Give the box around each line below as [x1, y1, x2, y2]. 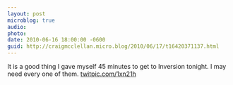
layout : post [7, 10, 46, 18]
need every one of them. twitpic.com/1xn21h [7, 70, 136, 78]
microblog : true [7, 17, 55, 24]
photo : [7, 30, 27, 37]
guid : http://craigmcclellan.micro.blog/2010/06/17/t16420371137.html [7, 43, 220, 50]
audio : [7, 23, 27, 30]
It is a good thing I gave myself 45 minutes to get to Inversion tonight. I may [7, 63, 227, 70]
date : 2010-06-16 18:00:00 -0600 [7, 37, 106, 44]
